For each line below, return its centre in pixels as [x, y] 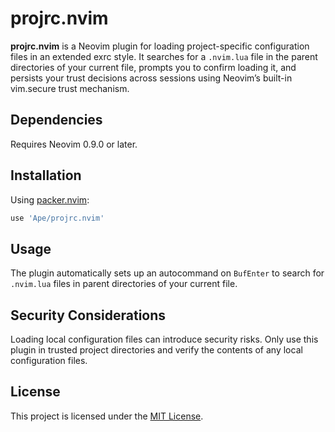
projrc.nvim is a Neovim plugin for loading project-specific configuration [160, 46]
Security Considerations [88, 315]
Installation [46, 175]
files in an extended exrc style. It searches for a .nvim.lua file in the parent [164, 56]
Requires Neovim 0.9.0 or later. [74, 144]
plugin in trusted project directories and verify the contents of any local [156, 350]
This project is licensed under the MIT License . [107, 416]
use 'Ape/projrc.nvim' [57, 218]
